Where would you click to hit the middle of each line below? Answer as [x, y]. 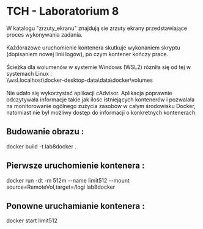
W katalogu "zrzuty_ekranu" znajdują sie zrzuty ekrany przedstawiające [97, 28]
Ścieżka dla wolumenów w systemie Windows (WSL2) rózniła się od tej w [99, 67]
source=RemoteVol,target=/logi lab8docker [61, 187]
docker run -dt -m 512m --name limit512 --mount [68, 180]
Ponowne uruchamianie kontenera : [76, 206]
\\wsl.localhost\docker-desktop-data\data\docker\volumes [79, 80]
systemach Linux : [29, 73]
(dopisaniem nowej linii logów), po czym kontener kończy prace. [87, 54]
